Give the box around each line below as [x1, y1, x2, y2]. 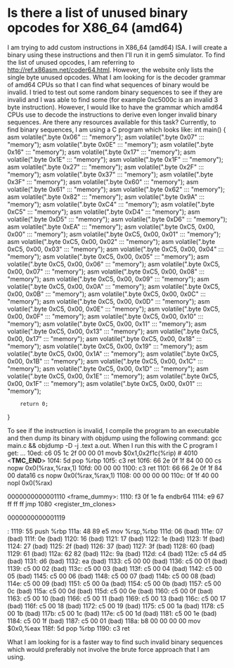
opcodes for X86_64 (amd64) [7, 20, 183, 36]
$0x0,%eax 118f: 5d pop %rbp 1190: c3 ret [7, 624, 130, 632]
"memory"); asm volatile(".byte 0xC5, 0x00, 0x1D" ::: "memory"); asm [7, 364, 209, 373]
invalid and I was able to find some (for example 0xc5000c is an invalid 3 [7, 95, 219, 103]
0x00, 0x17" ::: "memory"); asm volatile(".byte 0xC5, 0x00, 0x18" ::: [7, 334, 202, 342]
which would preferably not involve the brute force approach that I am [7, 645, 210, 653]
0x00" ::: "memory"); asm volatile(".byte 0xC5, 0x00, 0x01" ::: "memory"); [7, 230, 221, 238]
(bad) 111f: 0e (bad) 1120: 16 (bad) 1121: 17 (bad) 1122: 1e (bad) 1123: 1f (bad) [7, 534, 225, 543]
